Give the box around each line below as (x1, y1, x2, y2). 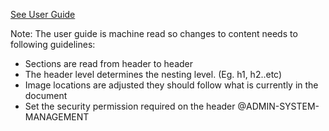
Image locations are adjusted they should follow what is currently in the (24, 79, 319, 91)
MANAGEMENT (24, 111, 90, 123)
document (24, 90, 68, 101)
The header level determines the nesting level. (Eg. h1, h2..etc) (24, 69, 283, 80)
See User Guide (10, 9, 76, 20)
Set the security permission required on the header (24, 100, 236, 112)
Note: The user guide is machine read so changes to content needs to (10, 28, 298, 39)
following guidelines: (10, 39, 96, 50)
